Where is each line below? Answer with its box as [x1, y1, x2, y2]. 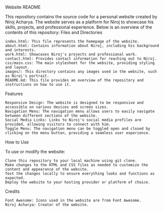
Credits [5, 188, 20, 194]
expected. [5, 176, 26, 180]
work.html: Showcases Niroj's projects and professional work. [5, 52, 137, 57]
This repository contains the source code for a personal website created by [5, 14, 158, 19]
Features [5, 91, 23, 97]
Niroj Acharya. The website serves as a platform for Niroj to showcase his [5, 19, 154, 25]
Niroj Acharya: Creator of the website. [5, 202, 89, 207]
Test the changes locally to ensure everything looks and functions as [5, 171, 155, 176]
